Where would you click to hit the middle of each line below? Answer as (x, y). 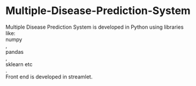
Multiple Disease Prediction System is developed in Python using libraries (94, 27)
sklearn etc (19, 64)
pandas (15, 51)
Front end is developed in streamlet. (49, 77)
